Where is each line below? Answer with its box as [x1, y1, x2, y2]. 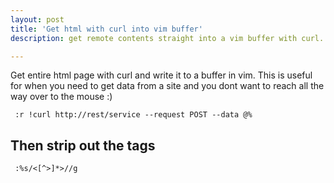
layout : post [10, 14, 65, 25]
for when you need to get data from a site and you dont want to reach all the [10, 80, 325, 92]
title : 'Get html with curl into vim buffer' [10, 24, 203, 34]
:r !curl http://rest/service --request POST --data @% [14, 110, 253, 120]
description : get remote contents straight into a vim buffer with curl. [10, 33, 325, 43]
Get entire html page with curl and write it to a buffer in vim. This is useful [10, 69, 313, 81]
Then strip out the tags [10, 137, 156, 154]
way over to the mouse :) [10, 91, 113, 103]
